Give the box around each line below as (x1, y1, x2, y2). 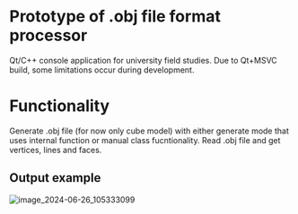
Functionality (9, 96, 110, 116)
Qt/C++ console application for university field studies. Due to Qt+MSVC (9, 55, 278, 65)
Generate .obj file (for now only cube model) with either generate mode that (9, 125, 290, 136)
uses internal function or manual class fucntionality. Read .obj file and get (9, 134, 281, 145)
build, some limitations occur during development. (9, 64, 195, 75)
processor (9, 25, 88, 46)
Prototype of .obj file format (9, 6, 222, 27)
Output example (9, 170, 101, 185)
